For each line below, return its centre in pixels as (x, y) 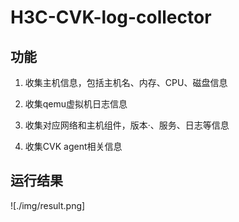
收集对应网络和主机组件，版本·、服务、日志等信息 (127, 125)
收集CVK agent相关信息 (73, 146)
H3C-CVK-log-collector (111, 17)
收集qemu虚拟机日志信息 (76, 104)
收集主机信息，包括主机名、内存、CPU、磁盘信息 (126, 82)
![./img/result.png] (48, 205)
